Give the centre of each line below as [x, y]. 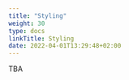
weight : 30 [27, 23]
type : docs [27, 31]
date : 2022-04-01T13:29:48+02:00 [65, 46]
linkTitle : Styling [41, 38]
